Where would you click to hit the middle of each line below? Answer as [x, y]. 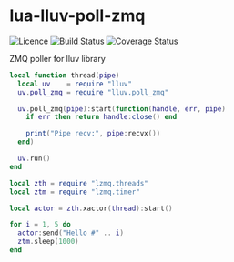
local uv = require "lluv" [75, 84]
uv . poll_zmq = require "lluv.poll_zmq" [93, 92]
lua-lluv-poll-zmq [77, 16]
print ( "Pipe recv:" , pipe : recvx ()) [93, 134]
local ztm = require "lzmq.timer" [75, 192]
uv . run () [34, 159]
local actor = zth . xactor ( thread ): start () [91, 208]
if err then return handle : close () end [102, 117]
